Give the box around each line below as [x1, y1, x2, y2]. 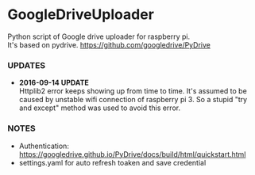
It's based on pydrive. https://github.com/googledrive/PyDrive [7, 40, 211, 49]
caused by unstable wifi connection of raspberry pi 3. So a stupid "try [18, 95, 248, 105]
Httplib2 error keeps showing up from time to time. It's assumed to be [18, 86, 247, 96]
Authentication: [18, 141, 69, 150]
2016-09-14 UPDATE [18, 78, 89, 88]
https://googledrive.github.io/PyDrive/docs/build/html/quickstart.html [18, 149, 246, 159]
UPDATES [7, 59, 46, 70]
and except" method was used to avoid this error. [18, 103, 180, 112]
